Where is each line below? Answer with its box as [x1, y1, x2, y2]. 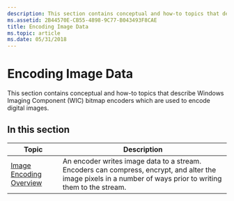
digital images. [7, 104, 49, 112]
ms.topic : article [7, 29, 61, 37]
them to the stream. [62, 182, 127, 192]
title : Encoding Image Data [7, 23, 89, 30]
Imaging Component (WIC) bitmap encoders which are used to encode [7, 97, 211, 105]
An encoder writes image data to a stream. [62, 156, 202, 166]
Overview [10, 178, 42, 188]
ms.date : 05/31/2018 [7, 36, 68, 43]
